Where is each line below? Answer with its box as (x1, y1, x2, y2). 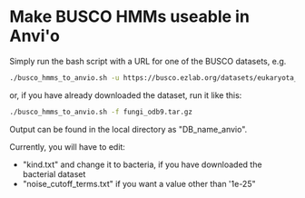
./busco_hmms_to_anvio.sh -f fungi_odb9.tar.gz (9, 107, 193, 116)
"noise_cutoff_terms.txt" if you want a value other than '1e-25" (22, 178, 256, 189)
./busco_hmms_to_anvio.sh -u (9, 73, 120, 83)
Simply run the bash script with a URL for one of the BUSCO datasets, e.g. (9, 55, 287, 66)
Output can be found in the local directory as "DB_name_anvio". (9, 124, 248, 134)
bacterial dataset (22, 168, 86, 179)
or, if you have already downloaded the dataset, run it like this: (9, 89, 242, 101)
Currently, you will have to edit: (9, 141, 125, 152)
